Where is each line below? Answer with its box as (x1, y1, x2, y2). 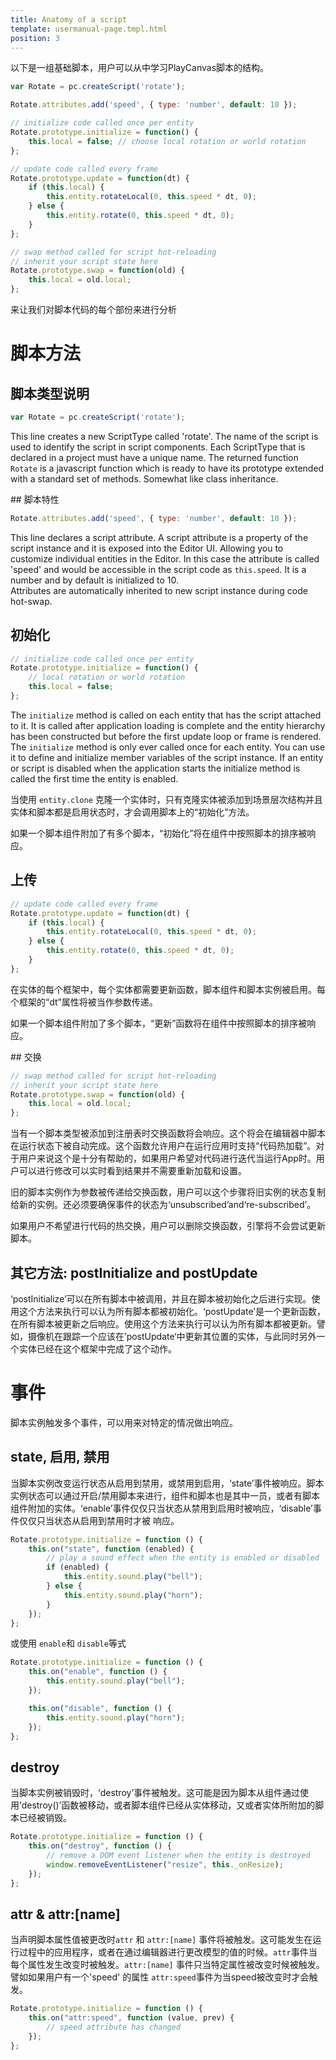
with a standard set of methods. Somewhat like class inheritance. (10, 472, 279, 485)
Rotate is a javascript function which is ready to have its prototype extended (10, 462, 325, 474)
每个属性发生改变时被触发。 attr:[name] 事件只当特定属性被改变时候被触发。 (10, 1959, 325, 1971)
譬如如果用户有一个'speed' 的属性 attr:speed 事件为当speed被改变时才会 (10, 1971, 310, 1983)
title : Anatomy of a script (10, 14, 128, 25)
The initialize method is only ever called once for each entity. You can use (10, 741, 326, 753)
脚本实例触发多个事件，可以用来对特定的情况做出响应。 (10, 1416, 238, 1428)
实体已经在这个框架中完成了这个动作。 (18, 1342, 177, 1355)
